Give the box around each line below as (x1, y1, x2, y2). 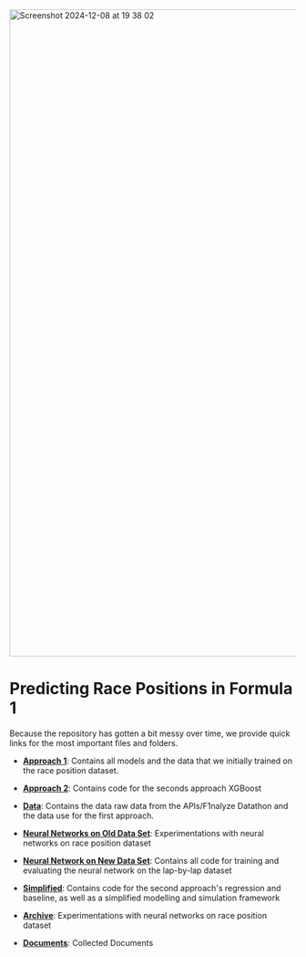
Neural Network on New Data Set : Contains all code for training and (22, 855, 280, 866)
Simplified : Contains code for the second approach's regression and (22, 882, 281, 893)
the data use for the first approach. (22, 810, 155, 821)
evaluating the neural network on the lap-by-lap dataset (22, 865, 232, 876)
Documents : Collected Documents (22, 937, 154, 948)
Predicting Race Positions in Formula (9, 678, 293, 699)
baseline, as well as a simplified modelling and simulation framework (22, 892, 280, 903)
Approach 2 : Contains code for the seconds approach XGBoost (22, 783, 262, 794)
